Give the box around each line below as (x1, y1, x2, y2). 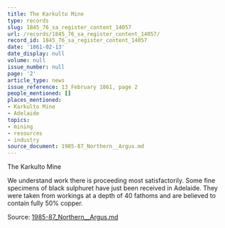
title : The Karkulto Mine (7, 10, 84, 18)
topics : (7, 116, 31, 123)
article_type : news (7, 76, 65, 84)
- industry (7, 136, 40, 143)
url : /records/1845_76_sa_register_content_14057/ (7, 30, 160, 38)
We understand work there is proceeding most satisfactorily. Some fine (7, 176, 216, 185)
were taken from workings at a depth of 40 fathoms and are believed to (7, 192, 216, 200)
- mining (7, 123, 33, 130)
